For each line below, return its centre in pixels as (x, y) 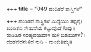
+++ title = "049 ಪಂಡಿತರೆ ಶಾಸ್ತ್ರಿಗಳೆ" (45, 9)
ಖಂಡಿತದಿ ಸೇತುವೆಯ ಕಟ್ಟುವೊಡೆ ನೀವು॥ (41, 28)
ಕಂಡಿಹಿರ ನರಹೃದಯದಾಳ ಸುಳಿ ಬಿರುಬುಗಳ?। (46, 35)
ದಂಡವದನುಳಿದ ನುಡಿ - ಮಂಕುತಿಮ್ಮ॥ (39, 42)
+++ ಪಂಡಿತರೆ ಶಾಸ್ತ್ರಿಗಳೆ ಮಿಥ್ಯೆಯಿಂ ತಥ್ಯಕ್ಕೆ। (45, 21)
